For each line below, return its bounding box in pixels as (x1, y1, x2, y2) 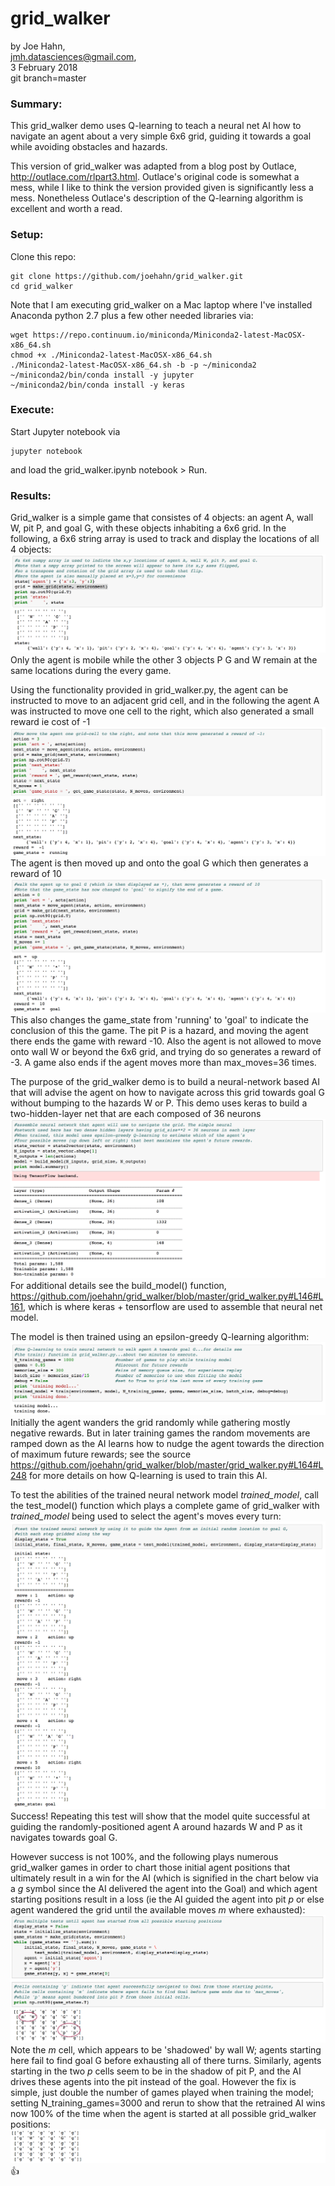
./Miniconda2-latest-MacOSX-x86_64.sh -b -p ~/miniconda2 (10, 360, 257, 370)
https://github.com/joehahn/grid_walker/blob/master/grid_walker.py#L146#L (10, 1290, 324, 1302)
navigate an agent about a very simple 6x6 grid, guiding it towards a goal (10, 130, 312, 142)
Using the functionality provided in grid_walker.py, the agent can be (10, 684, 289, 696)
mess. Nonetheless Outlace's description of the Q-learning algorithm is (10, 192, 304, 204)
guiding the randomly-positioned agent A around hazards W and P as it (10, 1820, 303, 1832)
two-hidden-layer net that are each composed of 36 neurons (10, 1107, 262, 1119)
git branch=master (10, 72, 87, 84)
